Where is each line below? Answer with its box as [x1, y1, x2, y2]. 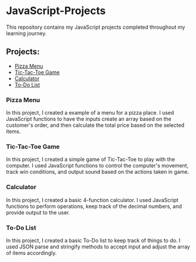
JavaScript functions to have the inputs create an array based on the [6, 116, 171, 123]
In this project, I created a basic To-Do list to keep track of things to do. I [6, 237, 181, 244]
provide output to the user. [6, 209, 70, 216]
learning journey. [6, 29, 47, 36]
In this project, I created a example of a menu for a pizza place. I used [6, 109, 174, 116]
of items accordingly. [6, 249, 57, 256]
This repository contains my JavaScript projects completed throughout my [6, 23, 185, 31]
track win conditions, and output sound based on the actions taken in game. [6, 169, 189, 176]
